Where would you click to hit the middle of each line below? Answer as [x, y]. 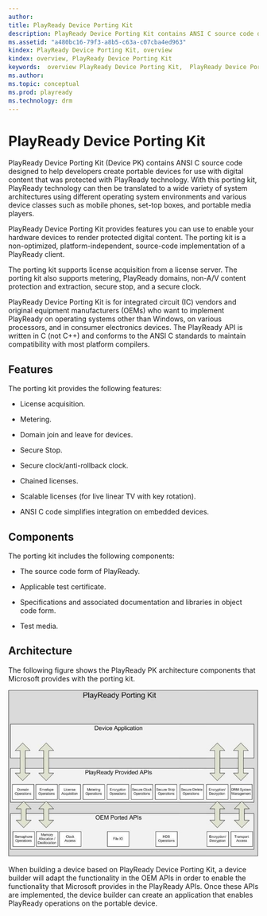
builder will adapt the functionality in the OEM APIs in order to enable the [127, 878]
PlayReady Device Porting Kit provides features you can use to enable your [131, 229]
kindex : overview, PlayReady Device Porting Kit [90, 59]
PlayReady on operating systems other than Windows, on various [115, 319]
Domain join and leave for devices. [76, 435]
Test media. [39, 626]
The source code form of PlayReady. [80, 571]
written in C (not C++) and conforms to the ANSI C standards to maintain [127, 336]
